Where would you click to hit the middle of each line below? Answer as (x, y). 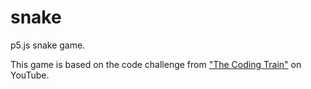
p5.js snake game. (48, 45)
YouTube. (30, 75)
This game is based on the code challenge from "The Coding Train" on (156, 64)
